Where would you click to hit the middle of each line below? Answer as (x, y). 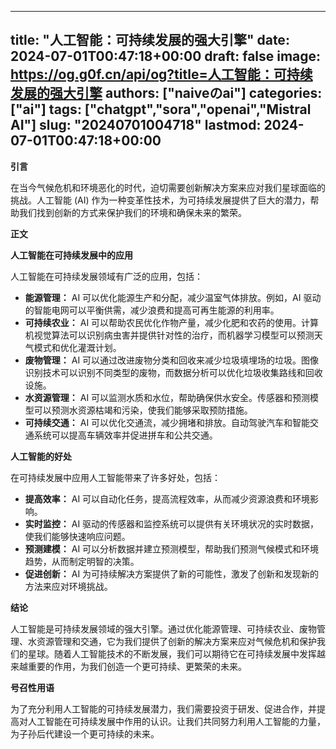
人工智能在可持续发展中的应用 (71, 255)
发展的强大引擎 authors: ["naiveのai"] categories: (166, 93)
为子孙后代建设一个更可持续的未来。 (85, 733)
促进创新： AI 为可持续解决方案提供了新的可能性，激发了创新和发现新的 (172, 573)
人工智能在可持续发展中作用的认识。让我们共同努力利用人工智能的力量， (176, 721)
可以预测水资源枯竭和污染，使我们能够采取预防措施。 (143, 410)
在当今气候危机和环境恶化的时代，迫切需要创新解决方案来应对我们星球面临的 (168, 187)
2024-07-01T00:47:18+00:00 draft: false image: (166, 56)
